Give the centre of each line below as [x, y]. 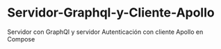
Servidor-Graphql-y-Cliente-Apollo [111, 13]
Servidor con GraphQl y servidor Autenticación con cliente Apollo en [105, 32]
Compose [21, 39]
